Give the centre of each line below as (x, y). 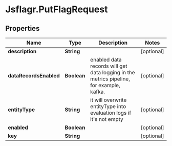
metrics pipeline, (110, 79)
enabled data (106, 60)
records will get (109, 66)
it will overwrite (109, 100)
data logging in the (113, 72)
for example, (105, 85)
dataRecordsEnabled (34, 76)
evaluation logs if (111, 113)
